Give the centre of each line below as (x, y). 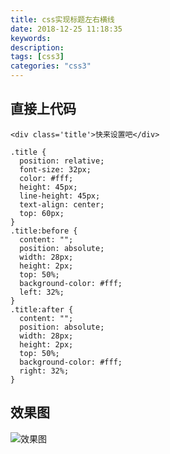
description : (37, 47)
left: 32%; (42, 292)
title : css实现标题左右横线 (62, 19)
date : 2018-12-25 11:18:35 (66, 29)
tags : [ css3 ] (37, 57)
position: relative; (62, 161)
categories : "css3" (51, 66)
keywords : (31, 38)
